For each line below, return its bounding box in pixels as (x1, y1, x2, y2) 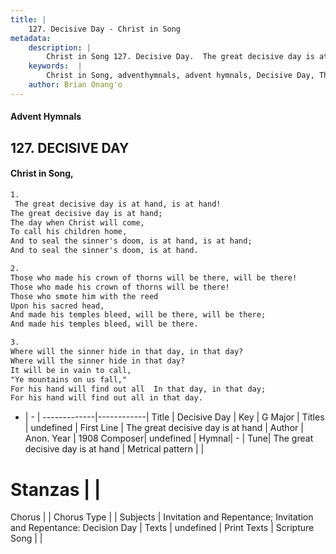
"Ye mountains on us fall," (10, 374, 128, 385)
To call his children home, (10, 227, 128, 237)
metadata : (10, 33, 52, 43)
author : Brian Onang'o (28, 80, 123, 90)
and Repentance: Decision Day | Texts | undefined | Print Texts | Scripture (10, 522, 315, 534)
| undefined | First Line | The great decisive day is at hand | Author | (24, 422, 304, 434)
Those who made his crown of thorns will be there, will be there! (10, 272, 298, 283)
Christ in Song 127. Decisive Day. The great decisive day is (46, 52, 315, 62)
